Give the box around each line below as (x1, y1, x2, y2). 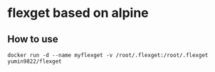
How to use (7, 33, 58, 45)
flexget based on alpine (7, 5, 150, 21)
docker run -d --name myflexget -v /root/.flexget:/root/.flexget (7, 52, 209, 59)
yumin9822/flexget (7, 58, 62, 65)
